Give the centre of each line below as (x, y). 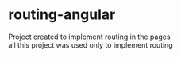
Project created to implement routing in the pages (89, 37)
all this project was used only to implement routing (90, 44)
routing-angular (62, 15)
